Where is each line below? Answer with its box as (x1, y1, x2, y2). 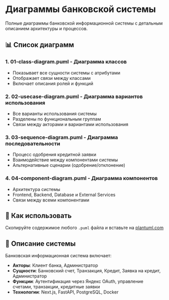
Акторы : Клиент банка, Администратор (12, 262, 98, 268)
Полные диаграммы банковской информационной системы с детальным (5, 20, 163, 26)
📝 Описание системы (5, 239, 76, 248)
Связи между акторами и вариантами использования (12, 121, 129, 127)
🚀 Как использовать (5, 211, 72, 220)
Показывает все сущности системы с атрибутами (12, 69, 121, 76)
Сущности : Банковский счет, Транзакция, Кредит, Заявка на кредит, (12, 268, 161, 274)
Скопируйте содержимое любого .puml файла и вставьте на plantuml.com (5, 225, 164, 231)
